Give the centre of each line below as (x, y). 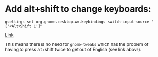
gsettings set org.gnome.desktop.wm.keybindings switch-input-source (77, 22)
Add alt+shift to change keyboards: (78, 9)
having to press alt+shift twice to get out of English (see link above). (73, 49)
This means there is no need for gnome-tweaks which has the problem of (77, 44)
